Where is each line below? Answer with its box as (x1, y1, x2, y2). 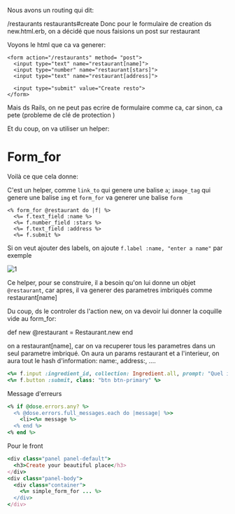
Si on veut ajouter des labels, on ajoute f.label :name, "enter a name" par (7, 244, 223, 252)
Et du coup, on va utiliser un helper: (7, 124, 110, 133)
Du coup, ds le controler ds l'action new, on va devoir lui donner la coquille (7, 307, 222, 315)
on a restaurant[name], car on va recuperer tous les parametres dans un (7, 341, 215, 350)
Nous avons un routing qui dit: (7, 6, 94, 14)
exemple (7, 251, 32, 259)
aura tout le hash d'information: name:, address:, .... (7, 356, 156, 364)
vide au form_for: (7, 314, 57, 322)
